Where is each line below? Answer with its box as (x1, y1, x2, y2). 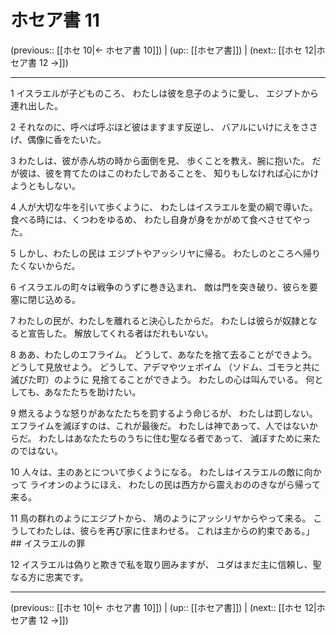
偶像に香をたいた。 (27, 133, 107, 145)
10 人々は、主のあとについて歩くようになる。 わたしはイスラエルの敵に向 (10, 466, 313, 478)
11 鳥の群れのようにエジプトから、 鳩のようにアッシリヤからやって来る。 (10, 512, 312, 524)
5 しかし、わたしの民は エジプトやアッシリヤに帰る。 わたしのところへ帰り (10, 247, 322, 259)
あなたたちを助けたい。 (44, 386, 142, 398)
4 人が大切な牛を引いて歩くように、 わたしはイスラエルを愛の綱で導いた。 (10, 201, 318, 213)
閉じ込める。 (27, 293, 81, 305)
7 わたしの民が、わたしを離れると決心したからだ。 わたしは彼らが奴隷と (10, 314, 309, 326)
